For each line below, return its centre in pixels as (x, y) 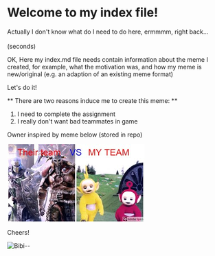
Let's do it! (22, 87)
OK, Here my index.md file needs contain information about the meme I (107, 59)
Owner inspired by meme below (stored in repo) (75, 135)
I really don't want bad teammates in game (77, 121)
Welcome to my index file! (83, 13)
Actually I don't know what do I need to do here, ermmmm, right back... (108, 32)
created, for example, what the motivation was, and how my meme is (104, 67)
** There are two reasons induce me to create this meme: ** (92, 100)
